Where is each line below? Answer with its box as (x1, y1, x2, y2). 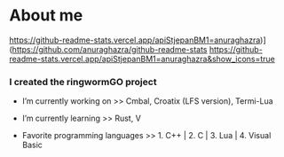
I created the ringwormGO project (9, 75, 157, 88)
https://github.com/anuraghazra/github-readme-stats (12, 43, 208, 54)
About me (9, 5, 83, 26)
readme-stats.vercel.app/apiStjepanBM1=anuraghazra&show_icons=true (9, 53, 275, 64)
